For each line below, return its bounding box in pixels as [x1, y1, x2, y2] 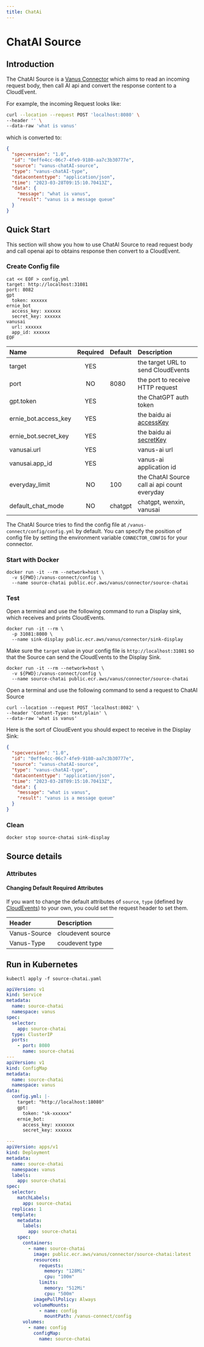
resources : [33, 1257, 61, 1263]
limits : [38, 1280, 59, 1286]
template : [12, 1212, 36, 1218]
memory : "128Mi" [44, 1268, 86, 1274]
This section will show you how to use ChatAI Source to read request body [6, 240, 193, 248]
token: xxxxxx [12, 297, 47, 304]
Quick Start [6, 225, 50, 235]
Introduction [6, 59, 55, 70]
